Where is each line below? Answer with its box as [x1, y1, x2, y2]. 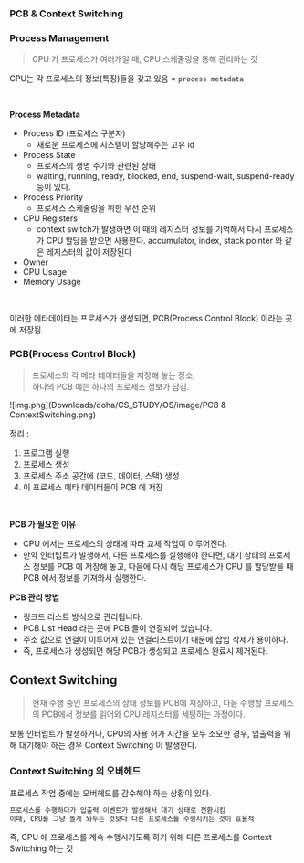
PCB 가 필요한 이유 [9, 519, 76, 530]
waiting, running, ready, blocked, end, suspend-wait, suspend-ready [36, 171, 295, 182]
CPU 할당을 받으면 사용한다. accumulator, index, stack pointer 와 [46, 236, 283, 247]
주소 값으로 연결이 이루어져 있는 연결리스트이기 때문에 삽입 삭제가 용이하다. [22, 634, 289, 645]
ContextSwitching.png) [9, 409, 97, 420]
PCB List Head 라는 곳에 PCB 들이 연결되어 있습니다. [22, 622, 213, 633]
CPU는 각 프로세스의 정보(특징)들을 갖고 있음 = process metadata [9, 73, 245, 84]
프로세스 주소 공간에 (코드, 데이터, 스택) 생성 [22, 469, 180, 481]
